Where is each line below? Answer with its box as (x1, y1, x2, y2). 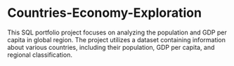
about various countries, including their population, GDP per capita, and (7, 43, 215, 51)
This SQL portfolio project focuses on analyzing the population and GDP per (7, 28, 227, 37)
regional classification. (7, 51, 72, 59)
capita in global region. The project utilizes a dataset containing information (7, 35, 226, 44)
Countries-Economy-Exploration (7, 5, 202, 21)
